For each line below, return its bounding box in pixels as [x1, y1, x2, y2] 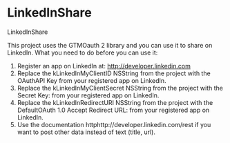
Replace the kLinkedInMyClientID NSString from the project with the [17, 69, 211, 77]
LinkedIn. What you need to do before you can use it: [7, 48, 158, 57]
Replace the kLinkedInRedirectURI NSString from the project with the [17, 98, 213, 106]
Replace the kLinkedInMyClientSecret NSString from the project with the [17, 84, 223, 92]
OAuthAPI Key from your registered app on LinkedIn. [17, 76, 167, 84]
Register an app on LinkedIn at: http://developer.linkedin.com [17, 61, 191, 70]
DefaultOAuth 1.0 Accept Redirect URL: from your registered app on [17, 106, 210, 114]
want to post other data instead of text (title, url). [17, 128, 155, 136]
